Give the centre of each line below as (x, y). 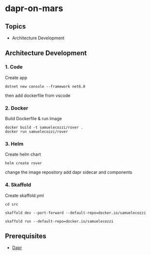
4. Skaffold (18, 185)
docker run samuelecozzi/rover (37, 131)
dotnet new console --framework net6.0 (45, 86)
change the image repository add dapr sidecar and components (69, 172)
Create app (16, 78)
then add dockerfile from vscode (38, 96)
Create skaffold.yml (25, 195)
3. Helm (14, 143)
